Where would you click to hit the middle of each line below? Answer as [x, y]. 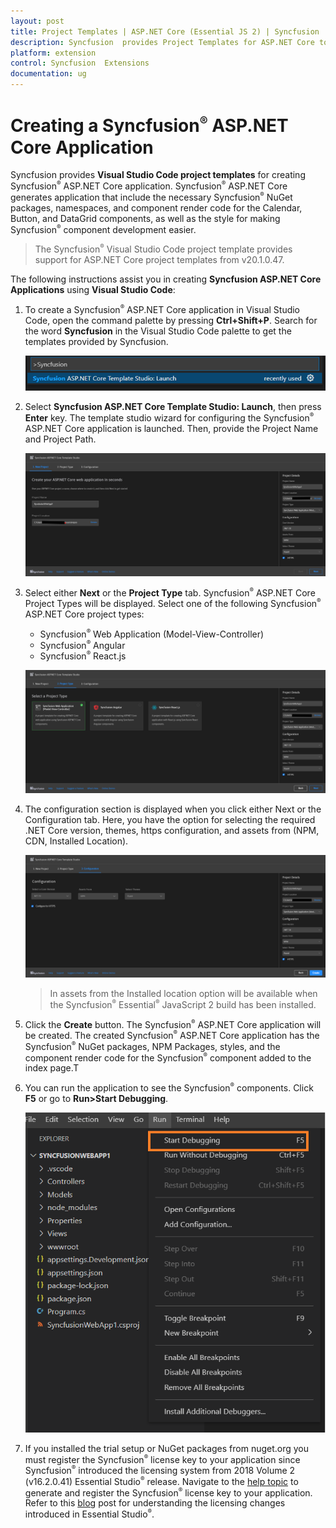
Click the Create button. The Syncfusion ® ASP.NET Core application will [173, 1024]
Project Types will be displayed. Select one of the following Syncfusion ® [173, 603]
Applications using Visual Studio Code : [93, 289]
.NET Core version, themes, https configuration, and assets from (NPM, [172, 830]
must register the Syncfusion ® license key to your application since [162, 1459]
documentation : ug [48, 74]
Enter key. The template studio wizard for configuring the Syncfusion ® [169, 417]
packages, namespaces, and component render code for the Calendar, [156, 207]
